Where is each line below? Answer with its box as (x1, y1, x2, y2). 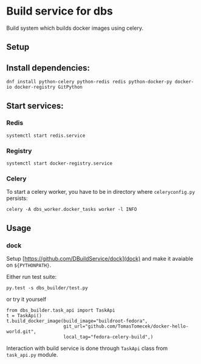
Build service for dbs (6, 4, 114, 18)
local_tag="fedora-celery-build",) (63, 334, 154, 340)
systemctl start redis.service (6, 132, 86, 139)
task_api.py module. (6, 351, 58, 359)
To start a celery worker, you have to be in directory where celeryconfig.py (6, 188, 196, 196)
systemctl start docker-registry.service (6, 160, 113, 167)
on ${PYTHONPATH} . (6, 261, 52, 269)
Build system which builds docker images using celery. (6, 24, 144, 32)
